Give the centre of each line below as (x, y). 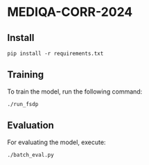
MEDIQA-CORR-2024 (70, 12)
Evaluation (30, 125)
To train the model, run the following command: (75, 92)
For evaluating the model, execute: (56, 142)
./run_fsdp (23, 104)
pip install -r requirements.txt (55, 53)
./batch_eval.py (30, 155)
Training (26, 75)
